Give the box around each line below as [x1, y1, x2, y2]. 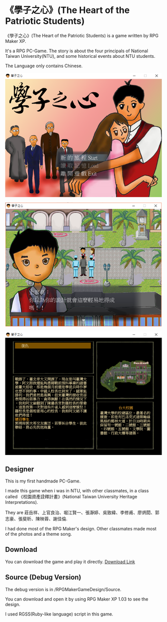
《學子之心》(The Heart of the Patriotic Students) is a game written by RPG [5, 32, 159, 38]
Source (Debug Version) [5, 573, 82, 582]
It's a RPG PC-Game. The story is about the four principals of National [5, 48, 148, 54]
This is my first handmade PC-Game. [5, 478, 81, 484]
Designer [5, 465, 34, 473]
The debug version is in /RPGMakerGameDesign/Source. [5, 586, 122, 592]
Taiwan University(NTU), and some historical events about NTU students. [5, 53, 156, 59]
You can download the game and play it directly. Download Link [5, 559, 135, 565]
